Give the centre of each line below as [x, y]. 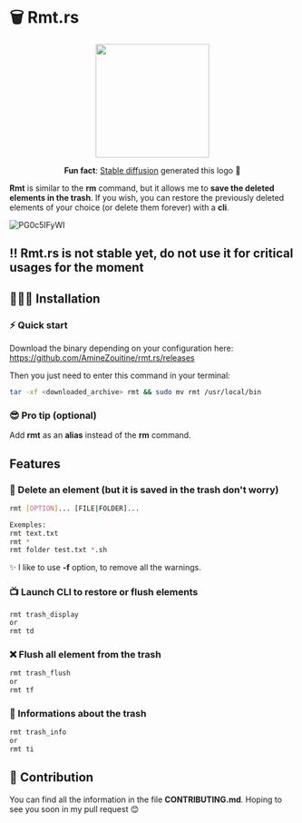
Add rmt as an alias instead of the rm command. [101, 435]
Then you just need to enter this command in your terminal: [120, 376]
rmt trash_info [38, 732]
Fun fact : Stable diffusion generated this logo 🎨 [152, 170]
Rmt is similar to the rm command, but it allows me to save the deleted [142, 188]
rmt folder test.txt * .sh [58, 550]
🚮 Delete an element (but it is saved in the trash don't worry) [144, 490]
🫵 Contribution [51, 778]
